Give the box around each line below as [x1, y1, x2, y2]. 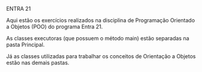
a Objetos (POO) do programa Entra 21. [6, 23, 103, 30]
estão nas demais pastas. [6, 59, 70, 66]
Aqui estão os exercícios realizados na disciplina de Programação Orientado [6, 17, 195, 23]
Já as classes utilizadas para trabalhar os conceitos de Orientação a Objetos [6, 53, 196, 59]
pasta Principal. [6, 41, 45, 48]
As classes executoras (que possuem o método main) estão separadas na [6, 35, 189, 41]
